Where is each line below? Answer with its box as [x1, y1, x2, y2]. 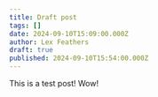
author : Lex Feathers [9, 37, 90, 47]
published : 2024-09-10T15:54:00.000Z [9, 54, 149, 63]
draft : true [9, 46, 53, 55]
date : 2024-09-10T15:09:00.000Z [9, 29, 129, 38]
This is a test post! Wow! [9, 78, 99, 88]
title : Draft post [9, 12, 77, 22]
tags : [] [9, 21, 42, 30]
